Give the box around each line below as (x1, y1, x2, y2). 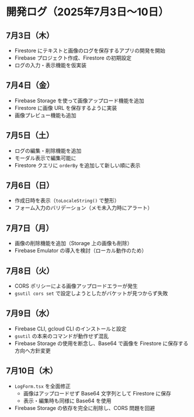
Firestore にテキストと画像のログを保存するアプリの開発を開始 (14, 47, 165, 54)
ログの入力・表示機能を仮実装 (14, 62, 86, 68)
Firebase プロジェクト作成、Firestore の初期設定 (14, 54, 131, 61)
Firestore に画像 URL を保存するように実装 (14, 104, 117, 111)
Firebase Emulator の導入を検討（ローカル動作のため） (14, 247, 147, 254)
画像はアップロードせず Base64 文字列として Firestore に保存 (23, 390, 171, 397)
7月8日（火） (6, 266, 54, 275)
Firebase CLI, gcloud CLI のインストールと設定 (14, 325, 127, 332)
